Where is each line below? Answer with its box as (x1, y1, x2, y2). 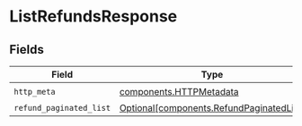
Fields (9, 42, 45, 57)
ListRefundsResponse (9, 6, 178, 27)
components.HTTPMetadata (119, 85, 239, 97)
